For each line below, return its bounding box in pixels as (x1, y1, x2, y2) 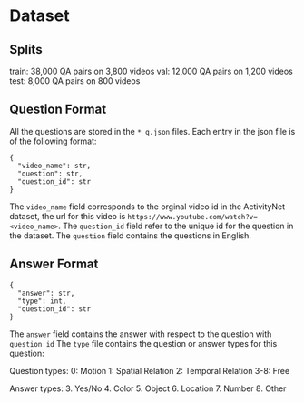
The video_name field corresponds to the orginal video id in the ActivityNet (9, 201, 286, 212)
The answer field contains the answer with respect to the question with (9, 328, 272, 339)
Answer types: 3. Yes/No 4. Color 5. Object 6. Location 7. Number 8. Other (9, 383, 287, 394)
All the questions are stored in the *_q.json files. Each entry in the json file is (9, 126, 296, 136)
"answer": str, (17, 288, 75, 297)
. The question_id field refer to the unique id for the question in (57, 220, 294, 231)
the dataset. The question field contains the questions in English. (9, 229, 252, 241)
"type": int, (17, 297, 67, 306)
